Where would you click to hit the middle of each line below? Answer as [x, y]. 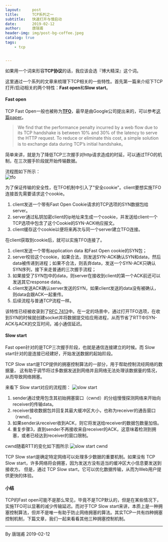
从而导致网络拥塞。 [25, 377]
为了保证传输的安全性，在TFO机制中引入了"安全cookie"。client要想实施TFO [83, 187]
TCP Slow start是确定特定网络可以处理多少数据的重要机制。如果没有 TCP [80, 457]
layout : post [23, 10]
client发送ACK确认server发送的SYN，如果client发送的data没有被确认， [85, 288]
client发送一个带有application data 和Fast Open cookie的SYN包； [80, 250]
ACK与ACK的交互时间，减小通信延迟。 [45, 324]
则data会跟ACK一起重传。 [39, 294]
